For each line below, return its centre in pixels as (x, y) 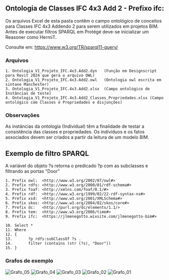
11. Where (16, 230)
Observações (23, 115)
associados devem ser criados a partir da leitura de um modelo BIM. (77, 137)
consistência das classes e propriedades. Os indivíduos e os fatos (75, 132)
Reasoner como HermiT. (31, 37)
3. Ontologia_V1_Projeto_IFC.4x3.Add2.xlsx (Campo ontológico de (78, 89)
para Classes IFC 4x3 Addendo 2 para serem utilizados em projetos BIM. (82, 26)
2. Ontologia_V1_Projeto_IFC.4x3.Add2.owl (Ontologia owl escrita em (83, 80)
